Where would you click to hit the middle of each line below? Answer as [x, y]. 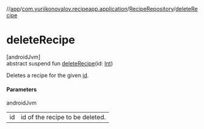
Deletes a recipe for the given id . [48, 75]
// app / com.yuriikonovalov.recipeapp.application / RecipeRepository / [91, 9]
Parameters [22, 89]
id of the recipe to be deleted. [63, 117]
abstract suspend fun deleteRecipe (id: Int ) [60, 63]
